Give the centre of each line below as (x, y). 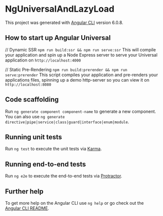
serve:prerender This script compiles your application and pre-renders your (81, 75)
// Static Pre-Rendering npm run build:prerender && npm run (66, 69)
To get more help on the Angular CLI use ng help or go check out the (74, 203)
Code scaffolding (32, 99)
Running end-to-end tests (46, 164)
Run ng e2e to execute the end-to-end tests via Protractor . (64, 176)
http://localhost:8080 (28, 85)
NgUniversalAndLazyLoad (60, 9)
